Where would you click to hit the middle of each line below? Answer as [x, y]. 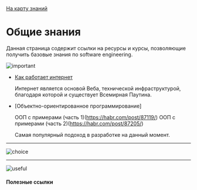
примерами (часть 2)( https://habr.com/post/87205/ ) [79, 123]
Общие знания [43, 32]
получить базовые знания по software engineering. [69, 54]
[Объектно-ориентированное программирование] [78, 106]
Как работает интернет [44, 77]
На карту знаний [27, 8]
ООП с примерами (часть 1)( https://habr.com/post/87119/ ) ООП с [95, 117]
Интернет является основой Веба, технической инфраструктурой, [98, 88]
